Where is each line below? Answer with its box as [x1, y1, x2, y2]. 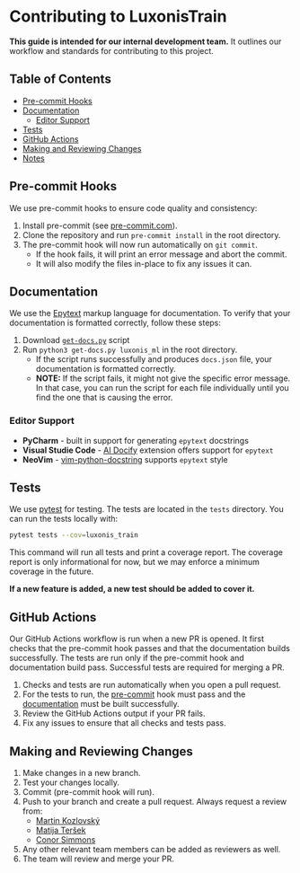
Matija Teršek [35, 824, 86, 835]
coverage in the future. [9, 566, 94, 577]
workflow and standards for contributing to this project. [9, 45, 214, 56]
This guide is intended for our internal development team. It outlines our [9, 36, 282, 47]
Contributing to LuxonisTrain [9, 6, 227, 27]
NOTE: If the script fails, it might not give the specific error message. [35, 373, 291, 384]
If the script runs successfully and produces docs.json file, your [35, 354, 272, 365]
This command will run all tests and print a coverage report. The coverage [9, 547, 283, 558]
